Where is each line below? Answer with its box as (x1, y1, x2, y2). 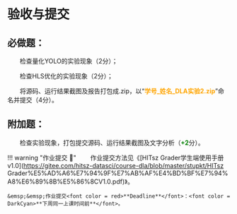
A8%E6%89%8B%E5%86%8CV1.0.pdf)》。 (7, 177, 134, 186)
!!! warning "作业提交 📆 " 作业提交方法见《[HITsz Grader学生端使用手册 (7, 153, 224, 162)
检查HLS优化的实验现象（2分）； (20, 72, 113, 80)
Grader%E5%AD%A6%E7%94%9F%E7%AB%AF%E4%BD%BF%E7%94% (7, 169, 229, 177)
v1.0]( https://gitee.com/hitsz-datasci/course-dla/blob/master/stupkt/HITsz (7, 161, 224, 170)
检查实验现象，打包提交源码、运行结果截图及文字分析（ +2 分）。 (20, 138, 205, 147)
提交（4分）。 (19, 96, 59, 104)
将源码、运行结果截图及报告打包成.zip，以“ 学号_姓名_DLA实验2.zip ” (20, 87, 219, 95)
